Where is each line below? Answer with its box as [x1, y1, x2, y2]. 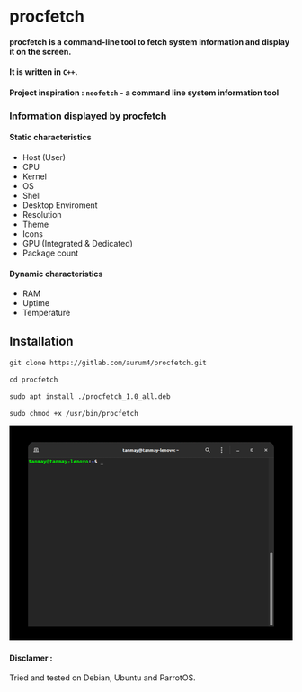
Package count [22, 247, 79, 258]
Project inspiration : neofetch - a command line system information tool [9, 87, 280, 98]
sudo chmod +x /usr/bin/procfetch [9, 409, 139, 418]
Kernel [22, 171, 48, 182]
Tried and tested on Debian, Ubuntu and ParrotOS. [9, 672, 196, 683]
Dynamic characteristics [9, 268, 103, 279]
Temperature [22, 308, 71, 319]
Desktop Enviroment [22, 200, 98, 211]
